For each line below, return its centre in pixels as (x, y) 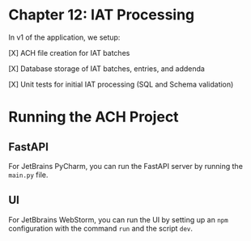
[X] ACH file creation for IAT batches (69, 53)
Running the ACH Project (94, 117)
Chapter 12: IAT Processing (102, 15)
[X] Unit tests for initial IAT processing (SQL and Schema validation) (121, 84)
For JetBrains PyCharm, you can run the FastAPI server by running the (125, 166)
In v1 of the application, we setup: (64, 37)
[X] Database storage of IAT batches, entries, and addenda (106, 68)
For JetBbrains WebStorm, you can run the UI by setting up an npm (118, 219)
